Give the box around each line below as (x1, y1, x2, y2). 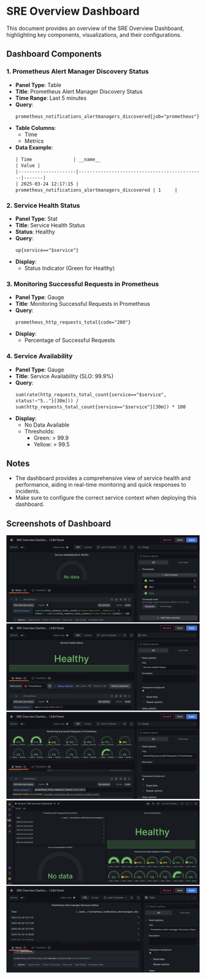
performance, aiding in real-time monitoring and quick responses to (15, 481, 186, 489)
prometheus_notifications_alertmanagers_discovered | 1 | (15, 187, 178, 193)
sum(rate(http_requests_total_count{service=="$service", (15, 391, 167, 398)
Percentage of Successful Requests (24, 337, 115, 344)
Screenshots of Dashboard (6, 518, 112, 528)
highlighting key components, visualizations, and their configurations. (6, 31, 182, 38)
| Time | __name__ (15, 156, 101, 162)
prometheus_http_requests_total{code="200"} (15, 319, 131, 326)
